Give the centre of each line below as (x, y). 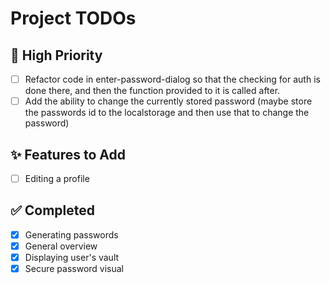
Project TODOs (73, 18)
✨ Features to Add (68, 154)
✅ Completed (52, 210)
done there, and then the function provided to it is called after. (152, 91)
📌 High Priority (56, 55)
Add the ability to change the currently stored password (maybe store (168, 101)
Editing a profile (57, 178)
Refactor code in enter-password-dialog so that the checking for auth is (172, 79)
